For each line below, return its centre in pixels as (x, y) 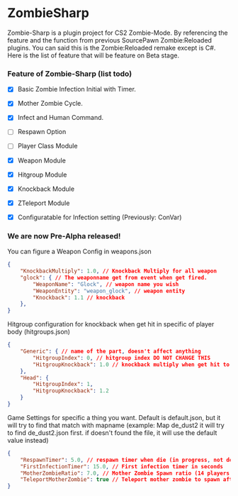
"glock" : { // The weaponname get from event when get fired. (114, 277)
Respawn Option (42, 132)
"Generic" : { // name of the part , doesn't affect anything (110, 352)
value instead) (28, 440)
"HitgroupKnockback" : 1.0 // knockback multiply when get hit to (131, 364)
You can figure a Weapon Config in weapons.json (80, 252)
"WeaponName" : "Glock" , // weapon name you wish (106, 284)
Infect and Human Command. (61, 118)
